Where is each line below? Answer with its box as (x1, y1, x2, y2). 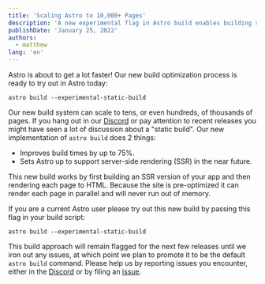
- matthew (15, 41, 47, 49)
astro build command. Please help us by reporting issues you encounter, (8, 259, 248, 267)
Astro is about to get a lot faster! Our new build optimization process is (8, 70, 237, 79)
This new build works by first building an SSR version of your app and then (8, 172, 251, 181)
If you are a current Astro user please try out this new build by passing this (8, 204, 251, 214)
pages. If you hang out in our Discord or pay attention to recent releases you (8, 116, 256, 125)
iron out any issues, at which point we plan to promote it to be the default (8, 250, 246, 259)
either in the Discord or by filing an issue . (8, 267, 142, 276)
